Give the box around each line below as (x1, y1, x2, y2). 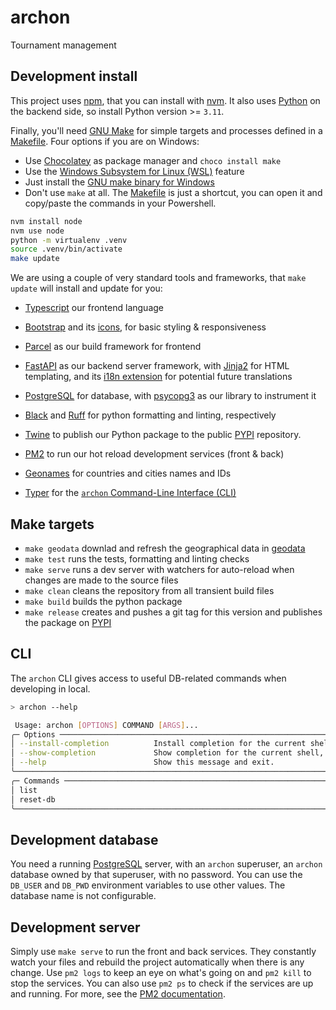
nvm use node (10, 226, 65, 236)
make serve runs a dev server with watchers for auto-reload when (24, 563, 295, 575)
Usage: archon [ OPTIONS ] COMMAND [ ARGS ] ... (14, 720, 199, 730)
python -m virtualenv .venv (10, 235, 128, 245)
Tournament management (10, 39, 117, 51)
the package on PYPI (24, 616, 112, 628)
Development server (10, 919, 141, 936)
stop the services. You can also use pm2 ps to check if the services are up (10, 977, 314, 989)
